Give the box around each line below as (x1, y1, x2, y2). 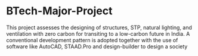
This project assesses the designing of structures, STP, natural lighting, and (6, 24, 193, 31)
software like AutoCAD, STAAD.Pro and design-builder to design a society (6, 43, 188, 50)
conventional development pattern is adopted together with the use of (6, 36, 178, 43)
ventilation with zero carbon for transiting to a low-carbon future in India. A (6, 30, 190, 37)
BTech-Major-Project (6, 4, 113, 18)
